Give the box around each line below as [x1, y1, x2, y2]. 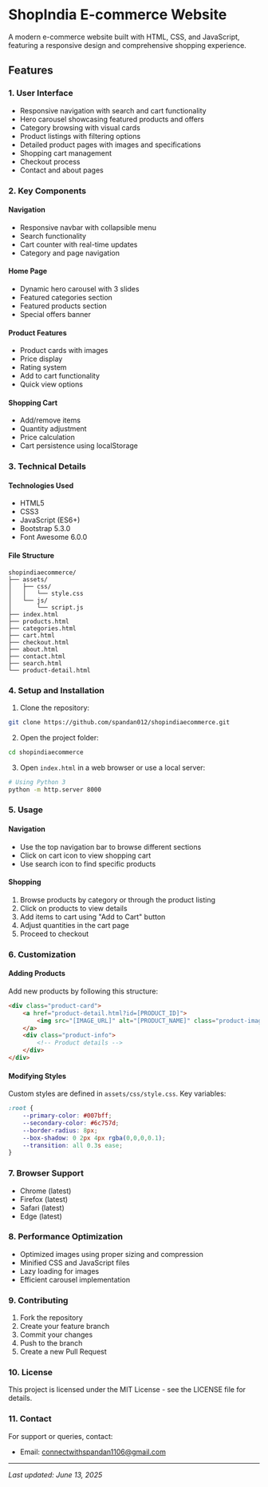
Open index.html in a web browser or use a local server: [19, 763, 206, 772]
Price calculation [19, 433, 76, 442]
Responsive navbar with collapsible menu [19, 222, 157, 232]
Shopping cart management [19, 148, 112, 157]
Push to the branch [19, 1338, 83, 1348]
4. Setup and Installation [8, 684, 105, 696]
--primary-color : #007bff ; [22, 1112, 112, 1120]
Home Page [8, 266, 48, 276]
